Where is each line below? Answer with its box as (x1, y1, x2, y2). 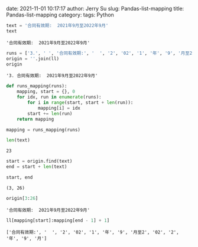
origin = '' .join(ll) (6, 55, 60, 61)
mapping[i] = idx (37, 105, 81, 111)
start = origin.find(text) (6, 159, 73, 164)
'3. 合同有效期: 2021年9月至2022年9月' (6, 73, 98, 79)
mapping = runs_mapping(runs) (6, 127, 81, 133)
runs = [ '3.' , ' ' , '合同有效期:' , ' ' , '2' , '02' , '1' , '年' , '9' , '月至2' (6, 50, 195, 56)
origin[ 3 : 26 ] (6, 195, 38, 201)
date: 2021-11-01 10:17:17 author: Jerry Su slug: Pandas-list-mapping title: (6, 5, 184, 12)
